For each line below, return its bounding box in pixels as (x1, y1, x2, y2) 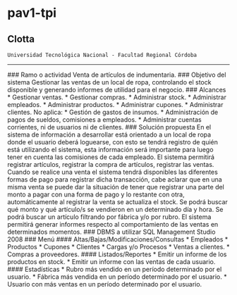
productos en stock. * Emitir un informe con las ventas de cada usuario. (7, 258, 216, 265)
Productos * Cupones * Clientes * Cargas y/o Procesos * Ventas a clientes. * (7, 243, 231, 251)
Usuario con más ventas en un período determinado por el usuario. (7, 280, 202, 288)
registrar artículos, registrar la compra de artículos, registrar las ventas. (7, 161, 214, 168)
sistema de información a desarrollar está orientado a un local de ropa (7, 130, 212, 139)
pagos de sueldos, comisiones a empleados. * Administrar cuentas (7, 115, 202, 124)
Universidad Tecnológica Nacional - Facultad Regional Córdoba (7, 51, 197, 58)
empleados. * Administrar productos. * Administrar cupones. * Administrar (7, 101, 224, 108)
